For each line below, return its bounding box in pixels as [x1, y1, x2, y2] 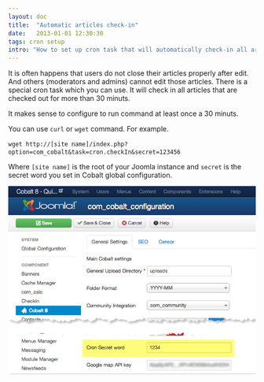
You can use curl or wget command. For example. [8, 124, 169, 134]
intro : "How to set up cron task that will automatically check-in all [8, 46, 247, 54]
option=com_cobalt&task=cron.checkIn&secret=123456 [8, 148, 181, 157]
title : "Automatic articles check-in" [8, 20, 139, 29]
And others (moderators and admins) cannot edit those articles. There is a [8, 77, 248, 87]
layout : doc [8, 13, 47, 20]
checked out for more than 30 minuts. [8, 94, 131, 103]
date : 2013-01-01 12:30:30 [8, 29, 104, 37]
